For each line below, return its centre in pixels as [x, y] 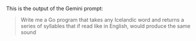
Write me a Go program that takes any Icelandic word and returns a [102, 20]
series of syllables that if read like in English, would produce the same [105, 26]
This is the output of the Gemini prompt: [55, 8]
